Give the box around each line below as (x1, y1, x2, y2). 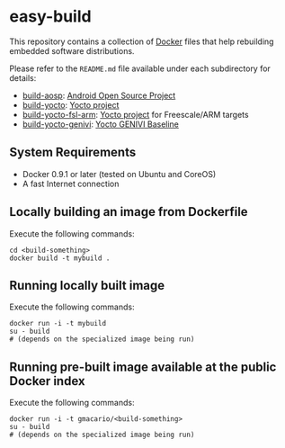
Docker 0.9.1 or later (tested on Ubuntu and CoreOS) (22, 168, 217, 179)
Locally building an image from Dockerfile (9, 204, 249, 220)
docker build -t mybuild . (9, 254, 111, 263)
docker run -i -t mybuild (9, 319, 106, 328)
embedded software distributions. (9, 45, 135, 56)
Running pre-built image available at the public (9, 359, 277, 374)
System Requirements (9, 145, 137, 160)
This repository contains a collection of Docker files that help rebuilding (9, 36, 274, 47)
